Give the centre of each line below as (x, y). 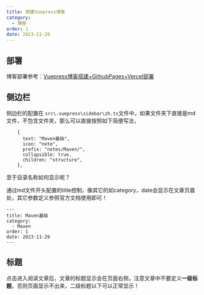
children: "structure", (53, 160)
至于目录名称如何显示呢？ (38, 177)
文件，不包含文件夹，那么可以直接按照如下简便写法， (73, 120)
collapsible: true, (47, 154)
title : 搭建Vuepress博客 (36, 12)
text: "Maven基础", (46, 138)
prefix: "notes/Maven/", (54, 149)
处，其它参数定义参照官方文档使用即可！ (57, 197)
